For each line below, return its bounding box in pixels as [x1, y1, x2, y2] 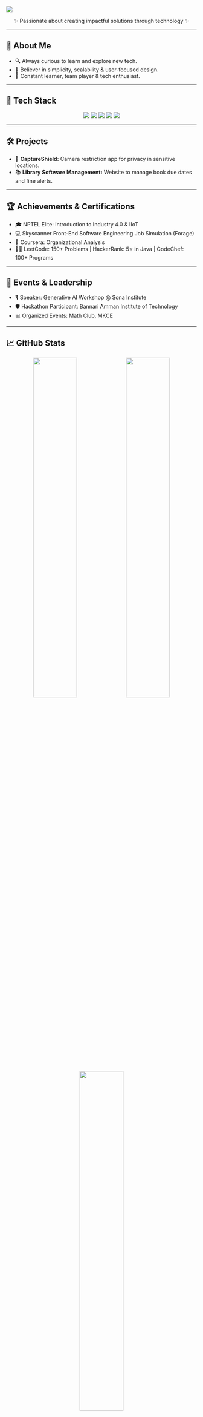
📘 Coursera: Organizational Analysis [14, 238, 105, 246]
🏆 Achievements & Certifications [6, 201, 135, 211]
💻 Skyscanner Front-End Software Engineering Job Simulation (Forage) [14, 230, 195, 237]
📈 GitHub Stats [6, 338, 65, 349]
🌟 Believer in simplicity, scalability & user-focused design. [14, 66, 159, 73]
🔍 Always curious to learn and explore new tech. [14, 57, 137, 64]
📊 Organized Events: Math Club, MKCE [14, 312, 114, 320]
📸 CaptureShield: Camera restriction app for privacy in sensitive [14, 156, 175, 163]
